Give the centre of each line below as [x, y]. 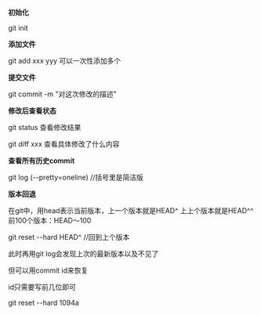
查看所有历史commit [42, 161]
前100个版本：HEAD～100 [50, 220]
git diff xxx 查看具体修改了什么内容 [64, 144]
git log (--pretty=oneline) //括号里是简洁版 [76, 177]
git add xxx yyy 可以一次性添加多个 [65, 61]
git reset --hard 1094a [44, 302]
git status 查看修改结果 [45, 127]
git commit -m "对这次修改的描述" [63, 94]
